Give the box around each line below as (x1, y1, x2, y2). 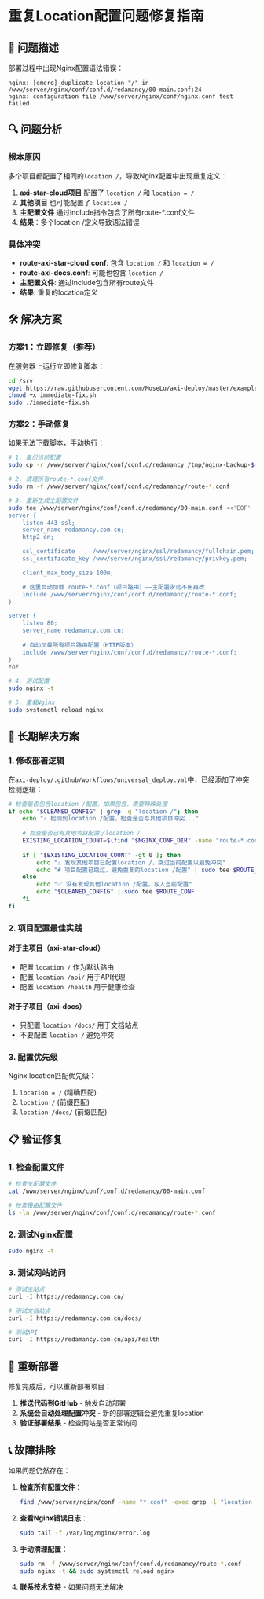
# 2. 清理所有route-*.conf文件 (8, 475, 104, 483)
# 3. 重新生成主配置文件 (8, 497, 79, 504)
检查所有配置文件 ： (19, 1482, 82, 1491)
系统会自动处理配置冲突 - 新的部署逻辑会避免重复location (19, 1408, 204, 1418)
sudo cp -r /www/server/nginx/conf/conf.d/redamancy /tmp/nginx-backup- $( (8, 461, 258, 469)
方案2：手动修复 (8, 419, 70, 430)
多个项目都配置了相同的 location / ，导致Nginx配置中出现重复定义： (8, 171, 228, 181)
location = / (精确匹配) (19, 1087, 97, 1097)
